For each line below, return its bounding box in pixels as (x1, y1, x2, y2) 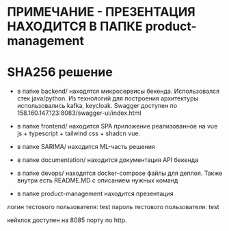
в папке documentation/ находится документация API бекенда (16, 156, 199, 164)
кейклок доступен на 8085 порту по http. (7, 216, 128, 224)
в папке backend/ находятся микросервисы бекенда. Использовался (16, 87, 220, 96)
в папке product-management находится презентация (16, 189, 174, 198)
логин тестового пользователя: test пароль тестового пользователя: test (7, 203, 220, 211)
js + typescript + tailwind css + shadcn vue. (16, 129, 141, 137)
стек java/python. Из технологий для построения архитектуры (16, 94, 199, 103)
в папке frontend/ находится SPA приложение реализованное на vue (16, 122, 218, 131)
